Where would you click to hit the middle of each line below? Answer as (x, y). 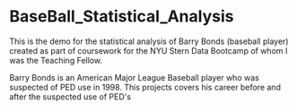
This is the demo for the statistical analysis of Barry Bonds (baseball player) (149, 41)
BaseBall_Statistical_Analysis (122, 17)
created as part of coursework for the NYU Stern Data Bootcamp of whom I (148, 50)
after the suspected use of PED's (70, 97)
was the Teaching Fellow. (56, 60)
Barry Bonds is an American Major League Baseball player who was (135, 77)
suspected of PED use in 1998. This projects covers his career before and (145, 87)
